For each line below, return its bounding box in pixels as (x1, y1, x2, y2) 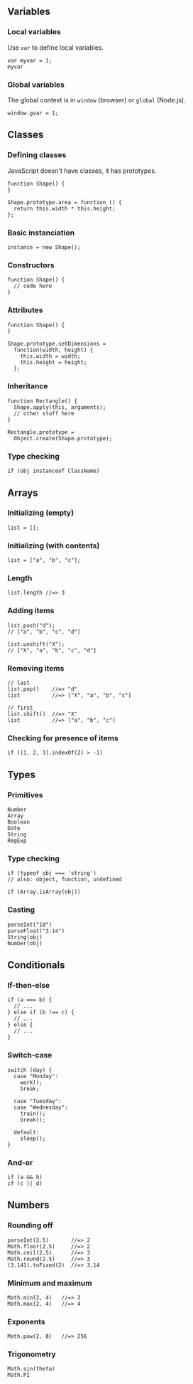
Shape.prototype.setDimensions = (7, 340, 106, 347)
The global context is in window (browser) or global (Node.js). (7, 95, 186, 104)
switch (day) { (7, 1066, 53, 1073)
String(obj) (7, 933, 43, 941)
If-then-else (7, 980, 50, 990)
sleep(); (20, 1134, 46, 1142)
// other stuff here (13, 410, 75, 417)
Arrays (7, 486, 38, 499)
